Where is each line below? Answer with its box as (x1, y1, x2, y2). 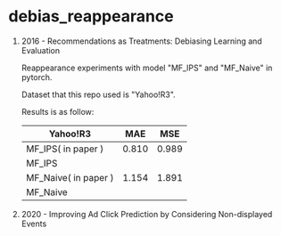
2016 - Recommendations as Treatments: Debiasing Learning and (21, 36, 262, 46)
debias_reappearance (8, 6, 175, 27)
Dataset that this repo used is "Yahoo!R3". (21, 89, 176, 100)
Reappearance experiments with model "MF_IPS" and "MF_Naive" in (21, 62, 273, 73)
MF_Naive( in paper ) (25, 171, 114, 183)
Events (21, 218, 47, 229)
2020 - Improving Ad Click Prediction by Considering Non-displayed (21, 208, 273, 219)
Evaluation (21, 45, 61, 55)
